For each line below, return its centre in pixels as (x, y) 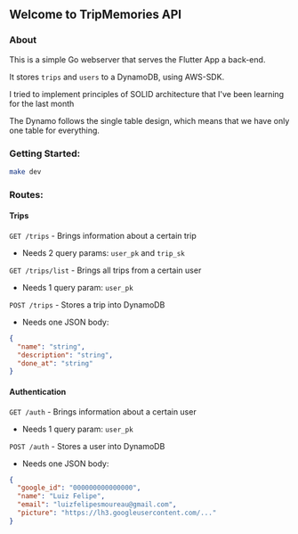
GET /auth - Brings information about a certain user (103, 411)
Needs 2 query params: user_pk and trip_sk (103, 252)
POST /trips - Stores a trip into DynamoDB (87, 304)
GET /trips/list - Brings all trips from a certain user (105, 270)
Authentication (38, 391)
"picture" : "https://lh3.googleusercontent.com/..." (117, 513)
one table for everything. (55, 130)
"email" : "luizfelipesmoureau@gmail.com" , (97, 505)
